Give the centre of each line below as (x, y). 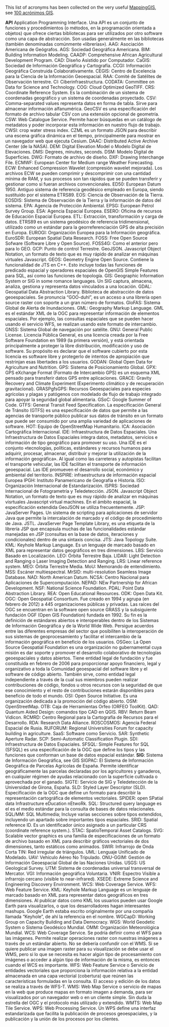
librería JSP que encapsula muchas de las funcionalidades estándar (76, 529)
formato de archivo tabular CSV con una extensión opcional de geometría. (82, 114)
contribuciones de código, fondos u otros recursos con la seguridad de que (84, 685)
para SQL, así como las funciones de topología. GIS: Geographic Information (84, 276)
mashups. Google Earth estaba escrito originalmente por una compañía (79, 911)
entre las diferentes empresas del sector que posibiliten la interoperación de (84, 631)
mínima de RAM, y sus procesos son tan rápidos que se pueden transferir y (84, 179)
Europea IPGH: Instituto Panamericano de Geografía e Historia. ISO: (75, 480)
